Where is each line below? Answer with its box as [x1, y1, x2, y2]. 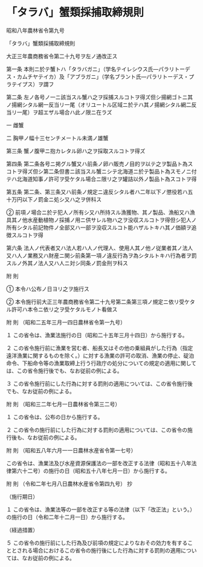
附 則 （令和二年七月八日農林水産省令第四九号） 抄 [6, 480, 133, 487]
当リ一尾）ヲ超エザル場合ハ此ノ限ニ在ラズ [6, 109, 112, 116]
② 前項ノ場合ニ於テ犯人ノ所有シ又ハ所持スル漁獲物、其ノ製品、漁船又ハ [6, 209, 190, 216]
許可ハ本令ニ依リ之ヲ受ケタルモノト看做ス [11, 306, 118, 313]
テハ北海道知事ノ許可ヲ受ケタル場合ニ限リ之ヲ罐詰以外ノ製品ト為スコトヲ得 [6, 175, 197, 183]
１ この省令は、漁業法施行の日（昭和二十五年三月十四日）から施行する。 [6, 331, 188, 338]
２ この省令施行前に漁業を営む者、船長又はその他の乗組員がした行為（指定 [6, 344, 193, 352]
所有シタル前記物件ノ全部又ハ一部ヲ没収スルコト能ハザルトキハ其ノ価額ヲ [6, 224, 192, 231]
